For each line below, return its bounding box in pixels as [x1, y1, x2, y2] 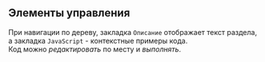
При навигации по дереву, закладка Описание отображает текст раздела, [8, 27, 258, 37]
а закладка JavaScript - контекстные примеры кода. [8, 36, 188, 45]
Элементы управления [8, 6, 130, 20]
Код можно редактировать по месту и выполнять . [8, 44, 182, 54]
